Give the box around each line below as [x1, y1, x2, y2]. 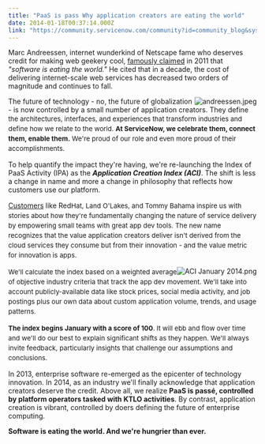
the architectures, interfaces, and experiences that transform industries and [8, 115, 243, 123]
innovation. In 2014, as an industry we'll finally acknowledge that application [8, 378, 256, 387]
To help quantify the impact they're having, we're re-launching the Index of [8, 160, 252, 170]
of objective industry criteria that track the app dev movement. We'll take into [8, 277, 247, 287]
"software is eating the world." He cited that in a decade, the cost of [8, 65, 230, 74]
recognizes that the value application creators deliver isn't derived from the [8, 231, 241, 240]
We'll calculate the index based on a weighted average [8, 268, 177, 277]
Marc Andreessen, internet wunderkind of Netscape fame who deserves [8, 48, 244, 58]
